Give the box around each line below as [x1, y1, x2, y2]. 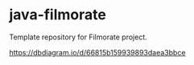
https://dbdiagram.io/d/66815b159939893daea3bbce [9, 47, 186, 57]
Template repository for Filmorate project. [9, 32, 147, 42]
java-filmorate [9, 6, 107, 24]
